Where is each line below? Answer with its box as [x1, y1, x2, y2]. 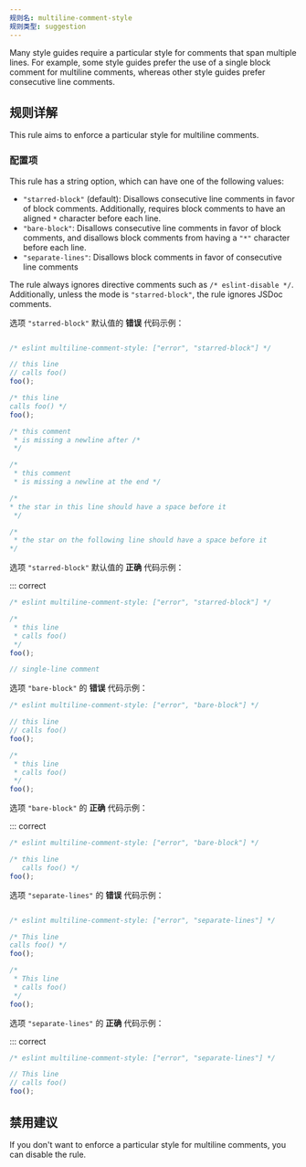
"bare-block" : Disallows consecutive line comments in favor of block [22, 222, 281, 233]
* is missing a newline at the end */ [13, 477, 162, 487]
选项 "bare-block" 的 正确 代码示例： [9, 802, 148, 813]
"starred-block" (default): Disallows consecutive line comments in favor [22, 193, 295, 204]
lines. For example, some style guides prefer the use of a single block [9, 57, 271, 68]
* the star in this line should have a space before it [9, 502, 227, 512]
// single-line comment [9, 664, 100, 674]
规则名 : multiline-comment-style [9, 13, 132, 23]
